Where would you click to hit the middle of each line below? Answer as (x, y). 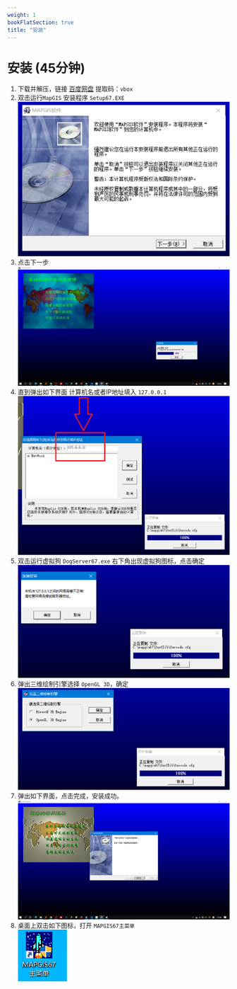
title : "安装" (27, 30)
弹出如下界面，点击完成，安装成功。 (70, 796)
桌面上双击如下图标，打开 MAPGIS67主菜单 (76, 925)
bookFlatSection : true (41, 22)
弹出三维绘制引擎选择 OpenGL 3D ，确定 (73, 684)
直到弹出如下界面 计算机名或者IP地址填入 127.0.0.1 (92, 392)
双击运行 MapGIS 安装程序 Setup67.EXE (71, 98)
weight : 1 (22, 15)
